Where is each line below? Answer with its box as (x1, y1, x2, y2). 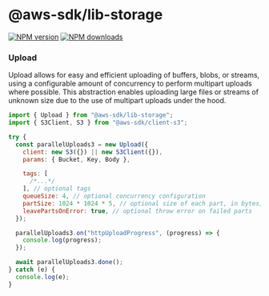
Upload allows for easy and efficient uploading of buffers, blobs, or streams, (8, 70, 260, 80)
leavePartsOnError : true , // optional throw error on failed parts (22, 206, 252, 215)
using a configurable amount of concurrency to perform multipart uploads (8, 78, 252, 89)
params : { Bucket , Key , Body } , (22, 155, 130, 163)
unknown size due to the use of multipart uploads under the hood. (8, 96, 227, 106)
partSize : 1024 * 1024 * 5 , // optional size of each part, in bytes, (22, 199, 263, 207)
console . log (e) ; (15, 273, 70, 281)
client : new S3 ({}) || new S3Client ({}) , (22, 148, 163, 156)
